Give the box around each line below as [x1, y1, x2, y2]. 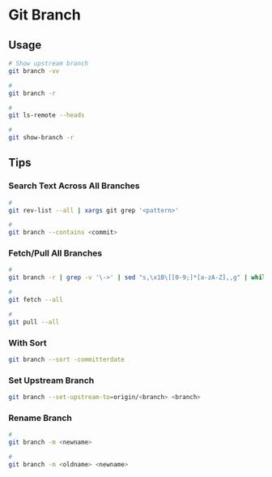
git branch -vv [8, 67, 60, 75]
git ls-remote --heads [8, 111, 85, 119]
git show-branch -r [8, 134, 74, 142]
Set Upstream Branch [8, 375, 95, 386]
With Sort [8, 337, 47, 348]
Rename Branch [8, 412, 73, 423]
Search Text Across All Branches [8, 180, 140, 191]
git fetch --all [8, 296, 63, 304]
